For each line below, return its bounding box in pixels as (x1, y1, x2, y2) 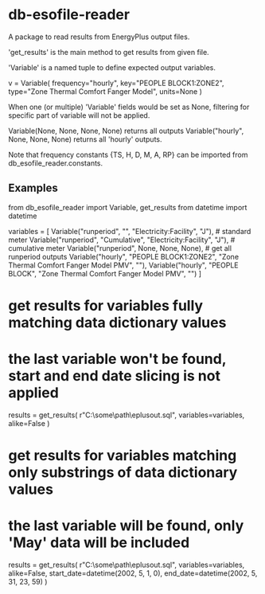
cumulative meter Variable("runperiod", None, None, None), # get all (8, 243, 232, 252)
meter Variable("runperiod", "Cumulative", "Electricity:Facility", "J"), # (8, 235, 236, 244)
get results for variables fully (8, 296, 204, 315)
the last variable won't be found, (8, 350, 227, 368)
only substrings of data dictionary (8, 463, 238, 482)
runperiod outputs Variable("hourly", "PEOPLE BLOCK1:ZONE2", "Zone (8, 252, 240, 261)
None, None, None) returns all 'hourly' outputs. (8, 134, 162, 144)
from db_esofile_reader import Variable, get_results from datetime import (8, 202, 247, 212)
